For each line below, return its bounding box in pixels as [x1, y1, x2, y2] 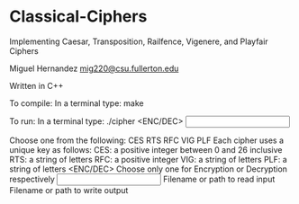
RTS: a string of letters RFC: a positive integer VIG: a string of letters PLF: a [9, 154, 288, 164]
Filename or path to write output [9, 184, 129, 195]
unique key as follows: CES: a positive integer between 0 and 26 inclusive [9, 144, 283, 155]
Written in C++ [9, 80, 64, 91]
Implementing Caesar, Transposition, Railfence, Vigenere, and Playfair [9, 36, 268, 47]
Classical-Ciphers [9, 6, 148, 27]
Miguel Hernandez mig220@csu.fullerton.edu [9, 63, 179, 74]
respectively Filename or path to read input [9, 173, 276, 184]
